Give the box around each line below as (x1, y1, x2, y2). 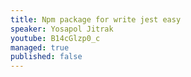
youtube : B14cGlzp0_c (10, 33, 101, 43)
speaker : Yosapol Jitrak (10, 24, 114, 34)
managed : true (10, 42, 70, 53)
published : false (10, 52, 83, 62)
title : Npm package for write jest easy (10, 14, 182, 25)
